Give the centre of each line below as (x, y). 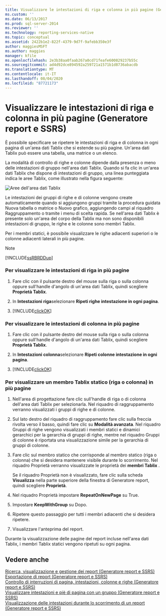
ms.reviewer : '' (22, 28)
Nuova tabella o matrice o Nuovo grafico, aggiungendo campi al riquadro (79, 208)
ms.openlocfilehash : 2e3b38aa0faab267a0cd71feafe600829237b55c (72, 60)
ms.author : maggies (25, 51)
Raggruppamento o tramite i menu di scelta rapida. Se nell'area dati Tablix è (82, 213)
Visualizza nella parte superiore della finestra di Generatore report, (81, 481)
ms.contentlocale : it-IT (31, 74)
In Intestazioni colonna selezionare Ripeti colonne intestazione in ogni (84, 354)
